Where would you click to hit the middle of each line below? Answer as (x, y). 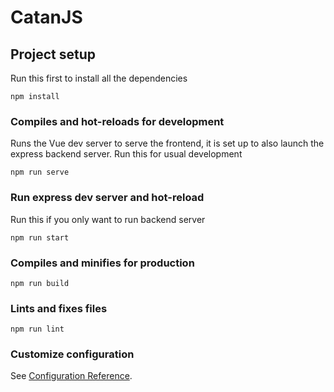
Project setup (53, 54)
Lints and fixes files (59, 308)
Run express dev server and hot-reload (107, 198)
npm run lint (37, 329)
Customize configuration (72, 354)
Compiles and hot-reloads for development (117, 121)
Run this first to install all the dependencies (99, 78)
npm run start (40, 237)
